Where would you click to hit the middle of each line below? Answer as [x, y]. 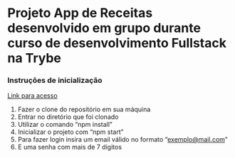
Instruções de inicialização [55, 81]
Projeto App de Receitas [80, 13]
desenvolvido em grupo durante [104, 28]
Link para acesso [33, 96]
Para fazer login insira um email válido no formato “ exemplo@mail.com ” [122, 140]
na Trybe [35, 58]
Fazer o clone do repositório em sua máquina [84, 109]
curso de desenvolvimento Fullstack [117, 43]
